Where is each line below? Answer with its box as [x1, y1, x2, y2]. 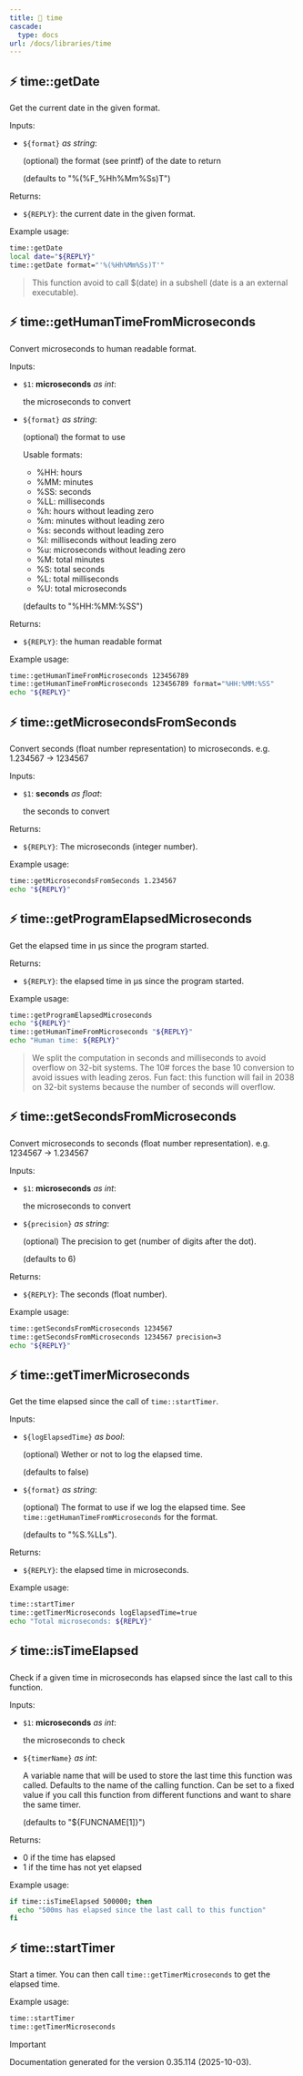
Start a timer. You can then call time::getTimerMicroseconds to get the [9, 1969, 271, 1980]
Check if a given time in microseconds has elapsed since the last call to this [9, 1671, 293, 1682]
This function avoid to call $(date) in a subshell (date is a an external [31, 277, 288, 288]
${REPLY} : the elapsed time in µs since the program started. [22, 975, 245, 986]
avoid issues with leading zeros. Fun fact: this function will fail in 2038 [31, 1072, 295, 1083]
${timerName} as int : [22, 1752, 97, 1763]
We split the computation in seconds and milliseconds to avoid [31, 1053, 267, 1063]
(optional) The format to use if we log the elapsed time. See [22, 1502, 246, 1513]
